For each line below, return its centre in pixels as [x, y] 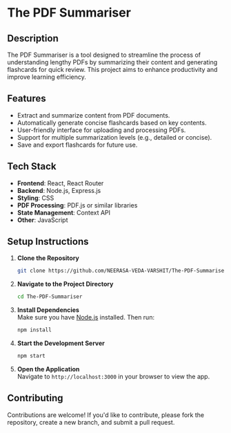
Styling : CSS [36, 198]
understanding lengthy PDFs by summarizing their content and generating [112, 62]
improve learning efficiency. [47, 77]
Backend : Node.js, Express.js [59, 190]
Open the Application [48, 369]
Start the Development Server [61, 343]
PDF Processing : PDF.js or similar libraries [77, 205]
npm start [31, 356]
